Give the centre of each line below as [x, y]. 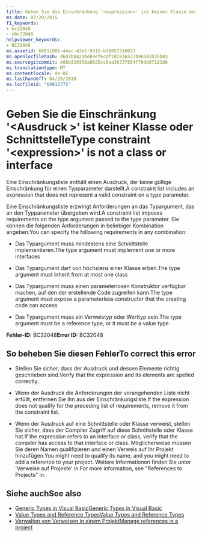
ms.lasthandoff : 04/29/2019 [41, 79]
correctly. [27, 381]
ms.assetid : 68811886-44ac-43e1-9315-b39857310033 [71, 51]
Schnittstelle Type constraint [78, 140]
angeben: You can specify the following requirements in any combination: [97, 232]
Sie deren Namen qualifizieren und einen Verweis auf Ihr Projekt [94, 449]
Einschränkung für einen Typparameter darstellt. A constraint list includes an [100, 188]
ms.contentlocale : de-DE [37, 73]
